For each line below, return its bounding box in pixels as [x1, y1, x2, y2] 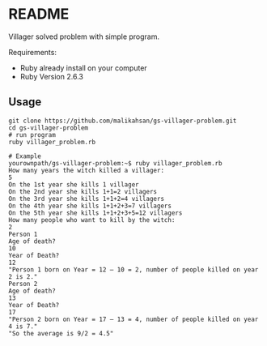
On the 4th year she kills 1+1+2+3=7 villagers [8, 202, 172, 210]
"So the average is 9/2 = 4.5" [8, 329, 114, 337]
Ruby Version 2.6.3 [19, 71, 83, 81]
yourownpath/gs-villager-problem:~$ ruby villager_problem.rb [8, 159, 222, 167]
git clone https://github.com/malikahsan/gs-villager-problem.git [8, 117, 237, 125]
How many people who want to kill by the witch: [8, 216, 176, 224]
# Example [8, 152, 42, 160]
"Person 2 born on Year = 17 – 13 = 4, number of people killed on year [8, 315, 259, 323]
